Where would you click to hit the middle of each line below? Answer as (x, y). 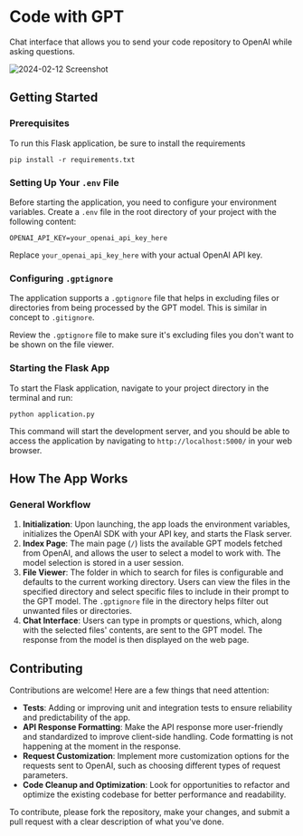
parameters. (45, 775)
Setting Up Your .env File (64, 182)
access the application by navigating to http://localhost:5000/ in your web (151, 441)
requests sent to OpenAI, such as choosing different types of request (151, 766)
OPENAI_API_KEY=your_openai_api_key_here (89, 238)
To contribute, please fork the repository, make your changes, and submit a (150, 812)
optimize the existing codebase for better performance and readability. (154, 794)
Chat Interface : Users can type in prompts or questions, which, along (152, 621)
